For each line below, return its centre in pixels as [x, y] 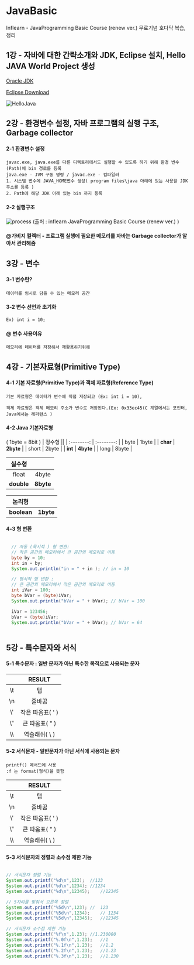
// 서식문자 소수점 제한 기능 [36, 929]
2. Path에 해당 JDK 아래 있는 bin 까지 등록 [54, 194]
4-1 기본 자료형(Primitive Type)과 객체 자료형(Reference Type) [80, 383]
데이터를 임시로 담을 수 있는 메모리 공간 [48, 293]
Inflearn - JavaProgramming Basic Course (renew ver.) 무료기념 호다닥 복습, [96, 28]
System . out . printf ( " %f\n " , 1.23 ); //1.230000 [61, 935]
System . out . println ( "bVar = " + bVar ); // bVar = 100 [78, 601]
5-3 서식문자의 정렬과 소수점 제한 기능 [49, 857]
